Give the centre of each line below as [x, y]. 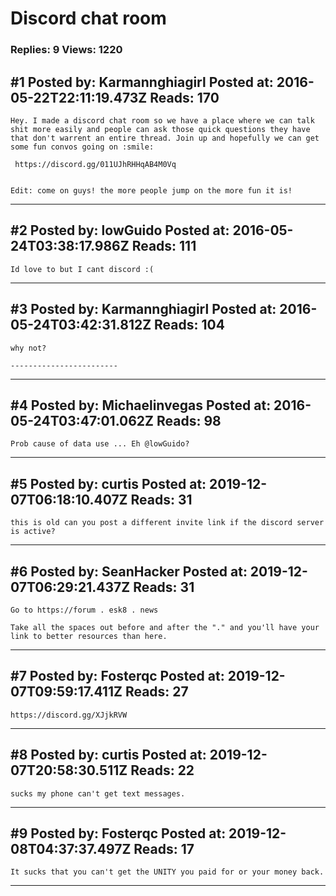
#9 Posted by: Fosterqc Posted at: [118, 833]
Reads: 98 [189, 420]
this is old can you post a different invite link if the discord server [167, 523]
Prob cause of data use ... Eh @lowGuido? [100, 444]
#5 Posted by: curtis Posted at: [108, 483]
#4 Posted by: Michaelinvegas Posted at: [141, 405]
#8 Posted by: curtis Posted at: [108, 755]
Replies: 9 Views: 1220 [66, 50]
